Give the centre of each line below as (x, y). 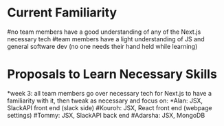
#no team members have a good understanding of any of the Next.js (104, 32)
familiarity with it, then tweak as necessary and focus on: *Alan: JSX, (105, 101)
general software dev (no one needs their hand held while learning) (102, 46)
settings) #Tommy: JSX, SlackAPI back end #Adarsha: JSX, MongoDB (106, 115)
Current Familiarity (62, 13)
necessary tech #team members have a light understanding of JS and (106, 39)
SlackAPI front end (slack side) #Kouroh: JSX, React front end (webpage (110, 107)
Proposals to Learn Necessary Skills (112, 74)
